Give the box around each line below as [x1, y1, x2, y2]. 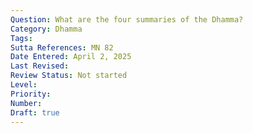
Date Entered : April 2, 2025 [10, 52, 132, 62]
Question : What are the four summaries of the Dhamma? [10, 14, 244, 25]
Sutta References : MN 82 [10, 42, 114, 53]
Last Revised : [10, 61, 70, 71]
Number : [10, 98, 43, 108]
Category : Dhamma [10, 24, 83, 34]
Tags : [10, 33, 33, 43]
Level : [10, 80, 38, 90]
